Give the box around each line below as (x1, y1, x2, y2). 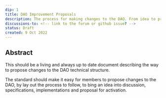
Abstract (5, 49, 33, 57)
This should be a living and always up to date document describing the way (5, 61, 159, 67)
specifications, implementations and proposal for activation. (5, 87, 127, 93)
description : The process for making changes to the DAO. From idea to (5, 16, 156, 21)
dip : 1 (5, 7, 19, 12)
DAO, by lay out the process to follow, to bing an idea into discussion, (5, 82, 146, 88)
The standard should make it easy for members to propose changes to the (5, 76, 157, 82)
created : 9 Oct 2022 (5, 30, 48, 35)
